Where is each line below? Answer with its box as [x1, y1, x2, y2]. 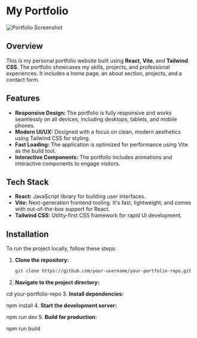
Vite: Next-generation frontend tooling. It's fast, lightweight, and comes [14, 199, 192, 206]
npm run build [6, 325, 41, 332]
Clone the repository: [14, 256, 69, 263]
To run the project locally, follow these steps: [6, 245, 116, 252]
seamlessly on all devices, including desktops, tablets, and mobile [14, 115, 177, 123]
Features [6, 94, 40, 104]
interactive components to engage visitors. [14, 160, 121, 167]
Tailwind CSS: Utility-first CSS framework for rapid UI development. [14, 212, 182, 219]
